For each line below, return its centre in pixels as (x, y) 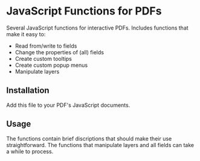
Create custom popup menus (51, 65)
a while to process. (30, 151)
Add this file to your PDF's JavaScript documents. (68, 105)
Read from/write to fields (46, 46)
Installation (28, 91)
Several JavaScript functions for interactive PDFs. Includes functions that (97, 28)
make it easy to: (26, 34)
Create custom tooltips (44, 58)
